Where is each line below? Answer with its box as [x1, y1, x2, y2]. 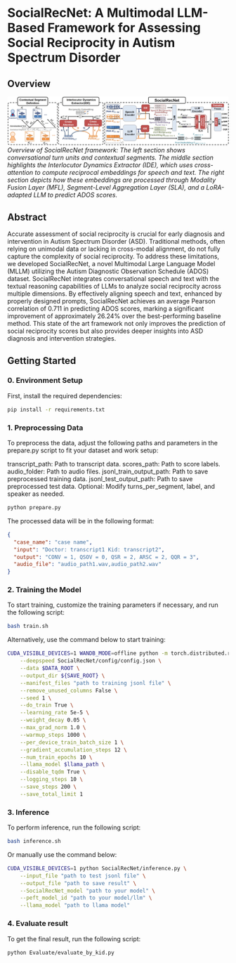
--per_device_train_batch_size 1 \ [20, 739, 124, 746]
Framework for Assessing [47, 20, 202, 36]
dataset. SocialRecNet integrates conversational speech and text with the [7, 275, 220, 283]
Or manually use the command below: [7, 850, 117, 858]
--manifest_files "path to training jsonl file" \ [20, 679, 171, 686]
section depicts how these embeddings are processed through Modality [7, 176, 216, 184]
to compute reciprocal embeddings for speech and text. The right [34, 169, 225, 177]
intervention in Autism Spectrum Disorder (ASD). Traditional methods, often [7, 237, 225, 246]
